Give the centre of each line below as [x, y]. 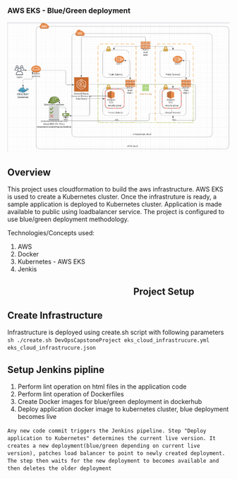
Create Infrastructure [55, 315]
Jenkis [27, 269]
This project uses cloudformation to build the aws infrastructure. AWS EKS [115, 189]
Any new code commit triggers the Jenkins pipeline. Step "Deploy [107, 431]
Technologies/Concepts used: [51, 233]
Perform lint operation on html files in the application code [102, 386]
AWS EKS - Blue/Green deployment [69, 11]
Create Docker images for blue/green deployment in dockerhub [110, 402]
